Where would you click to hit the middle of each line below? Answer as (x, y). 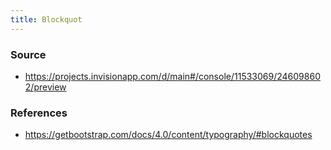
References (39, 113)
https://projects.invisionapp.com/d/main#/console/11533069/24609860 (172, 76)
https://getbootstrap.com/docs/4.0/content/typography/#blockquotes (168, 135)
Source (28, 54)
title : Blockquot (46, 19)
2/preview (45, 87)
